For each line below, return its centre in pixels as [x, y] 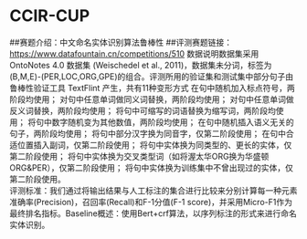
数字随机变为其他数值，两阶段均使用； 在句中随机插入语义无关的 [173, 122]
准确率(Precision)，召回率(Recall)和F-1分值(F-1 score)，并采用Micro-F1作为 [151, 202]
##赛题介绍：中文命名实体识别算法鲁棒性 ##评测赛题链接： [121, 42]
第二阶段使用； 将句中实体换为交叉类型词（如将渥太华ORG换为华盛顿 [139, 156]
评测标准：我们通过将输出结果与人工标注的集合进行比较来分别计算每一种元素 [153, 190]
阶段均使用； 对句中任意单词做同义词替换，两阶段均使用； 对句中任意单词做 [152, 99]
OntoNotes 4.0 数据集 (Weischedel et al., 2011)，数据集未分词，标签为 [141, 65]
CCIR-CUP [50, 16]
